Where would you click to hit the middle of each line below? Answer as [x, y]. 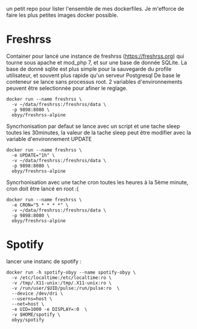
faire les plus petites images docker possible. [62, 15]
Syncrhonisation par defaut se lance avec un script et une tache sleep [93, 126]
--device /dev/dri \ [37, 293]
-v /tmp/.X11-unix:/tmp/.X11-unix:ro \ [62, 283]
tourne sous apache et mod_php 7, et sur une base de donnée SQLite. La [97, 62]
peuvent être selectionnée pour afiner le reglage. [67, 88]
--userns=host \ [32, 299]
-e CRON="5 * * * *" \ [40, 205]
